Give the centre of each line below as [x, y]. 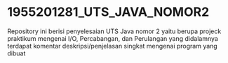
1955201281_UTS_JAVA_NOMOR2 [108, 12]
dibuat [16, 53]
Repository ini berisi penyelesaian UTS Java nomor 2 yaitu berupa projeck [114, 31]
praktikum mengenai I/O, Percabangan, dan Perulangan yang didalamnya [113, 38]
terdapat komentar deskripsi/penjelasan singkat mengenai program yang [112, 46]
